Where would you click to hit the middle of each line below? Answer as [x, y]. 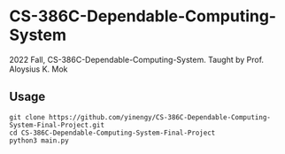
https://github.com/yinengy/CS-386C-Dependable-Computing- [160, 117]
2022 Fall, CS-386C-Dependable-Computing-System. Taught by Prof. [136, 59]
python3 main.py [39, 140]
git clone [27, 117]
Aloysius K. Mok [39, 69]
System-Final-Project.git [57, 125]
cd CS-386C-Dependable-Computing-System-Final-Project [112, 133]
